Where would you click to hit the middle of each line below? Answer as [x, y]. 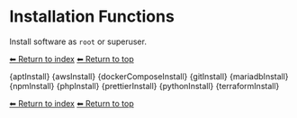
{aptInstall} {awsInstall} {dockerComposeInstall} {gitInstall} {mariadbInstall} [149, 76]
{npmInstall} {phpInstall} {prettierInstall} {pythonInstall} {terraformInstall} [144, 86]
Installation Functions [92, 17]
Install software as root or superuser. [78, 41]
